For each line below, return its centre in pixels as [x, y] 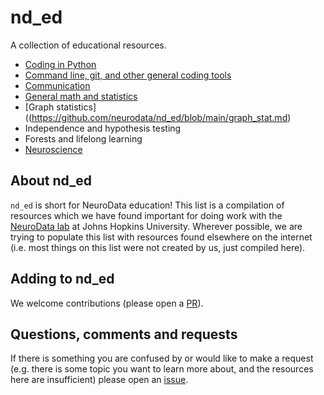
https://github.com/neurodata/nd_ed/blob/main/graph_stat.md [159, 117]
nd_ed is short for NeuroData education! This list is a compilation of [147, 205]
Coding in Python [60, 64]
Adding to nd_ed [62, 279]
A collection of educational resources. [88, 45]
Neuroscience [53, 149]
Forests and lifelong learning [83, 138]
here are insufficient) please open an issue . [99, 380]
